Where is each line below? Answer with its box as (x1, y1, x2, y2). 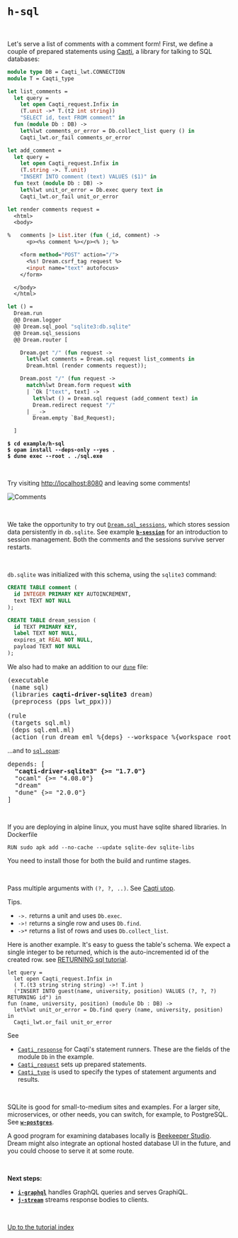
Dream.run (13, 310, 42, 317)
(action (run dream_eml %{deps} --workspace (11, 733, 169, 741)
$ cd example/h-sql (7, 440, 65, 448)
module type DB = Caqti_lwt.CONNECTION (7, 68, 125, 75)
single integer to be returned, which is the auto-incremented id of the (7, 948, 209, 956)
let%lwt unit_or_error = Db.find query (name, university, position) (13, 1006, 223, 1013)
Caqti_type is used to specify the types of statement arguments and (17, 1067, 217, 1076)
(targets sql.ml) (11, 718, 72, 727)
